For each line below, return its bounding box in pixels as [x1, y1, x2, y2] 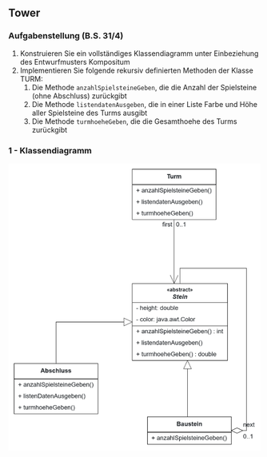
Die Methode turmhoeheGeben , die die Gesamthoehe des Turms [31, 116, 237, 126]
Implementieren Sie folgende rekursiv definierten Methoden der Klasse [19, 66, 253, 75]
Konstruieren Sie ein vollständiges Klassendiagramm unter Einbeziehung [19, 48, 259, 58]
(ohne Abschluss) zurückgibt [31, 91, 128, 101]
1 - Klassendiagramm [8, 145, 92, 156]
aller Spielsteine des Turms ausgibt [31, 108, 148, 117]
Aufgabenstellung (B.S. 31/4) [8, 30, 124, 42]
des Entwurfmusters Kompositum [19, 57, 130, 66]
